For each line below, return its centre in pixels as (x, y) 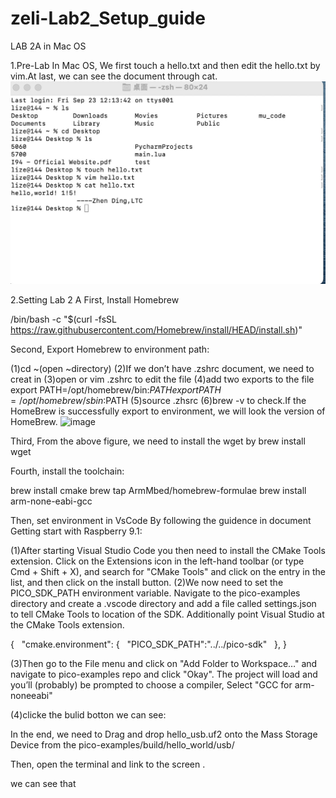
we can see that (43, 784)
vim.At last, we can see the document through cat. (114, 76)
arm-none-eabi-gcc (51, 501)
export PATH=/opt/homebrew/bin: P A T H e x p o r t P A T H (116, 390)
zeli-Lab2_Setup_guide (108, 18)
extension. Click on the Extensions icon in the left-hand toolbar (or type (157, 561)
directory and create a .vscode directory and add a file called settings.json (163, 604)
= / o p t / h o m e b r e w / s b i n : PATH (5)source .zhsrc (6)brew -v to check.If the (158, 401)
